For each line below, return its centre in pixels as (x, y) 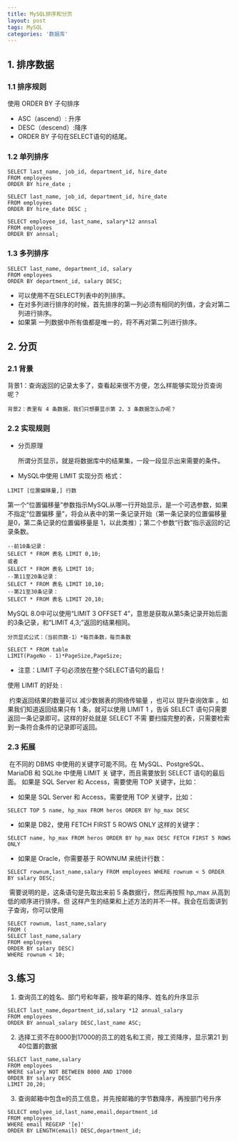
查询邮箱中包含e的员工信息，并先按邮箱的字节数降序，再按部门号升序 (119, 1098)
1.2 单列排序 (28, 156)
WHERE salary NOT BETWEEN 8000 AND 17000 (70, 1072)
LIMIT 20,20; (27, 1084)
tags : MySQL (25, 27)
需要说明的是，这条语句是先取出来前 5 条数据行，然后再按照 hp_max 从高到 (119, 892)
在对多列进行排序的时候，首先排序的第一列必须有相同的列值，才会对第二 (124, 304)
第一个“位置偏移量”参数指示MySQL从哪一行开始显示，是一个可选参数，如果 (118, 505)
